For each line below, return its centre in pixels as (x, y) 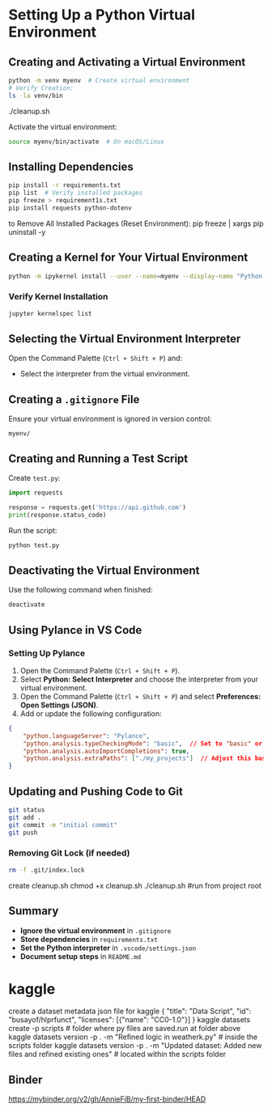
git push (23, 832)
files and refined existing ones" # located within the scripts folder (117, 1055)
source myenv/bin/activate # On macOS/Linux (86, 142)
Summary (34, 911)
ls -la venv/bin (36, 95)
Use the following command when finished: (81, 590)
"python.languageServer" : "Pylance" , (87, 736)
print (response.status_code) (57, 515)
